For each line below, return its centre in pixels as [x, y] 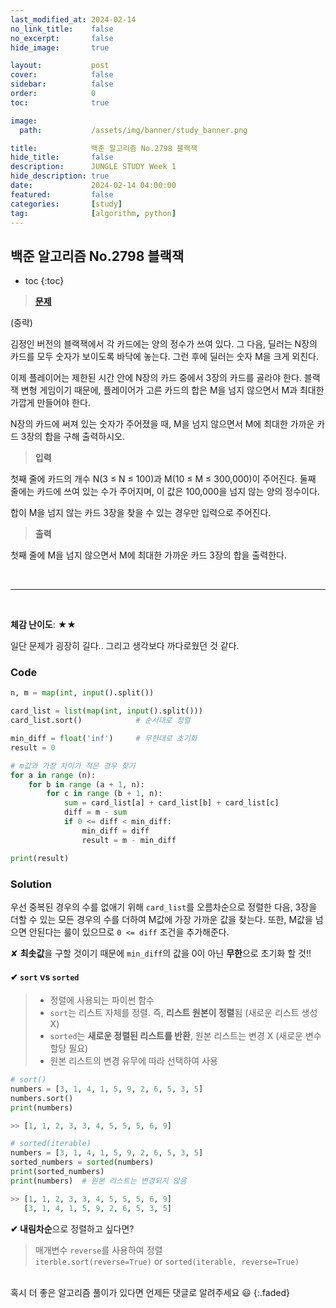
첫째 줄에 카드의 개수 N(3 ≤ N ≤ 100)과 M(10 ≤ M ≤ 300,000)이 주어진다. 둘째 [163, 479]
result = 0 [33, 747]
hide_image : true [60, 47]
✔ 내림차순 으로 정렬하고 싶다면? [72, 1228]
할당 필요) [69, 1048]
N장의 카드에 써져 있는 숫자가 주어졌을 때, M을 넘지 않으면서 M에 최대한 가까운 [162, 424]
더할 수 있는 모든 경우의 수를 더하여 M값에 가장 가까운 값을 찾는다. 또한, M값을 [161, 919]
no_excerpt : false [62, 38]
